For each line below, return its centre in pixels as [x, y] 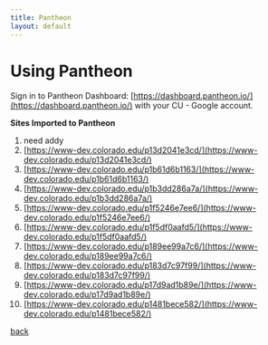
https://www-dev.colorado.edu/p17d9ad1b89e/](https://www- [142, 285]
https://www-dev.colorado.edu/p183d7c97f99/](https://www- [142, 266]
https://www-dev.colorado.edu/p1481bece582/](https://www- [142, 304]
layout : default [41, 26]
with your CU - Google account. [194, 106]
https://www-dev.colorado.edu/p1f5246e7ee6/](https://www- [142, 208]
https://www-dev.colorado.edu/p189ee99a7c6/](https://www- [143, 246]
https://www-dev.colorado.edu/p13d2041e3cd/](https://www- [142, 150]
